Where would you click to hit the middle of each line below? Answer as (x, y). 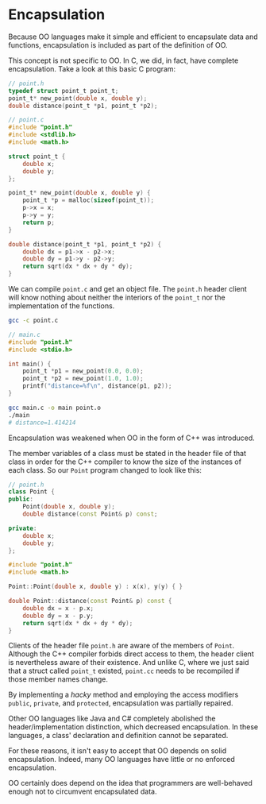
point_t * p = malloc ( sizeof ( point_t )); (89, 200)
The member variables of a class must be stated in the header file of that (127, 453)
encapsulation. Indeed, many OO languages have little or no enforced (122, 760)
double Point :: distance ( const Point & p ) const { (90, 601)
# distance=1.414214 (42, 423)
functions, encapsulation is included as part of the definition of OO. (118, 44)
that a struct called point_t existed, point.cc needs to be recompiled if (124, 671)
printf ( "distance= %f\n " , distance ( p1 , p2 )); (97, 386)
